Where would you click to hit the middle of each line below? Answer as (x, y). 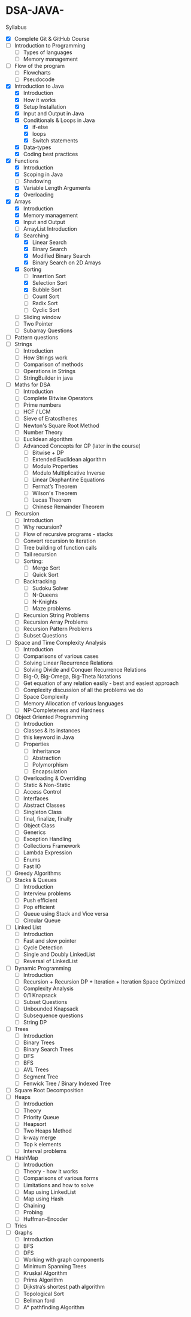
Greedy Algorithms (37, 873)
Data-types (37, 147)
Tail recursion (40, 554)
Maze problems (51, 609)
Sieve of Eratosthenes (50, 419)
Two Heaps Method (48, 1131)
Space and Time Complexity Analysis (60, 642)
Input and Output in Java (54, 113)
